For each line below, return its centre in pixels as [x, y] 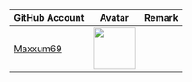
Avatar [114, 18]
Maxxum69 [38, 49]
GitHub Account [49, 18]
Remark [161, 18]
